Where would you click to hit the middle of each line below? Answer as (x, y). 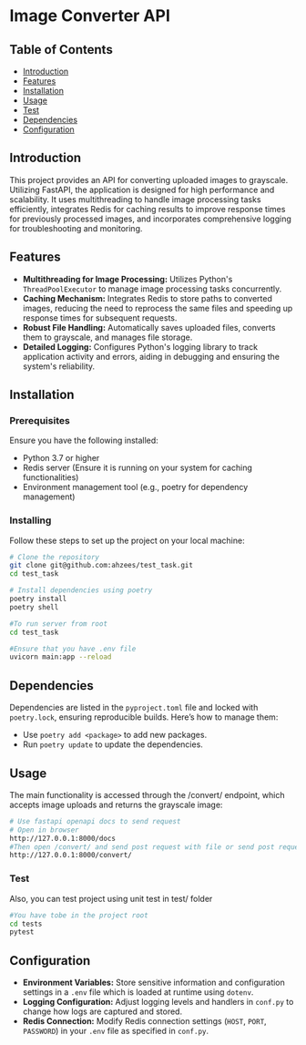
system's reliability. (59, 366)
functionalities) (51, 477)
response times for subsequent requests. (100, 318)
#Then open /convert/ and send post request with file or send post (142, 847)
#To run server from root (58, 624)
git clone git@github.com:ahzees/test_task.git (102, 566)
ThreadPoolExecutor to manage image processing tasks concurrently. (152, 289)
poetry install (38, 599)
